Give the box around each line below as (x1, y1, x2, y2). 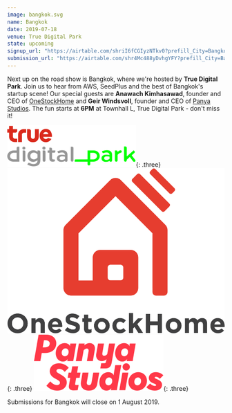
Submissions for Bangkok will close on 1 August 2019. (7, 398, 160, 406)
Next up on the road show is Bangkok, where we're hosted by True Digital (7, 75, 218, 83)
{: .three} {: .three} (7, 384, 188, 392)
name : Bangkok (7, 18, 48, 26)
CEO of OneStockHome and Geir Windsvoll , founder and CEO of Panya (7, 97, 211, 105)
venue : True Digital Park (7, 33, 81, 40)
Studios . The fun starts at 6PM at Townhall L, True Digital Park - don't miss (7, 104, 220, 112)
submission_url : (7, 55, 54, 62)
